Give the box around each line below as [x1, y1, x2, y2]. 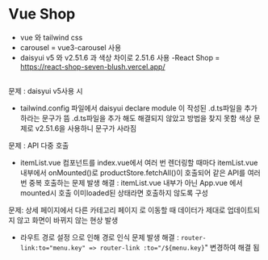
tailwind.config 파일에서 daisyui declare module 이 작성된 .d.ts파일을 [19, 103, 243, 113]
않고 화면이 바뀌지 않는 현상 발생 [16, 216, 119, 225]
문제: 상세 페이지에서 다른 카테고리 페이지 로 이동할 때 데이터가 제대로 [8, 205, 226, 215]
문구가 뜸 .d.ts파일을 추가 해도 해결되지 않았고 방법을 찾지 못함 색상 [41, 114, 252, 124]
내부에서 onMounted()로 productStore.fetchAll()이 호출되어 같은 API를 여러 [19, 168, 261, 178]
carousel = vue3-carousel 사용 [19, 42, 122, 52]
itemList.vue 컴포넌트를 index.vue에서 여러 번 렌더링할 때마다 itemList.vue [19, 158, 258, 168]
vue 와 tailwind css [19, 32, 83, 42]
